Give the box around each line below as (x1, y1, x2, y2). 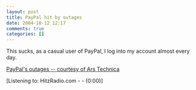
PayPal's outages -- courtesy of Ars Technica (6, 65, 120, 73)
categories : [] (6, 31, 45, 37)
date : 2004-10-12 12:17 (6, 20, 66, 26)
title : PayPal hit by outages (6, 14, 83, 20)
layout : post (6, 8, 39, 15)
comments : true (6, 25, 45, 32)
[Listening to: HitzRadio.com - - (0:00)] (6, 77, 104, 85)
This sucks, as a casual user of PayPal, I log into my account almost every (6, 47, 190, 55)
